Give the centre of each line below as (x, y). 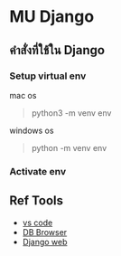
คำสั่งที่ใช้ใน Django (57, 50)
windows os (32, 130)
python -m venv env (69, 147)
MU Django (52, 17)
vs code (37, 223)
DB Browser (45, 232)
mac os (23, 95)
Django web (45, 242)
